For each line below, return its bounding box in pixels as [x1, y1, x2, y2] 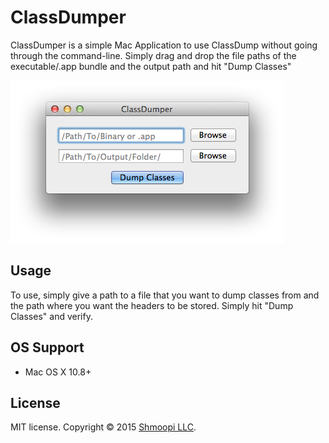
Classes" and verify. [10, 310, 93, 322]
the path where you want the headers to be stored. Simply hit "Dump [10, 299, 294, 311]
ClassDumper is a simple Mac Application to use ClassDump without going [10, 39, 318, 51]
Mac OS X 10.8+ [24, 366, 92, 378]
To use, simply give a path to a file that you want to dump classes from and [10, 289, 320, 301]
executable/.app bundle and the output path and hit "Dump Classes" [10, 60, 292, 72]
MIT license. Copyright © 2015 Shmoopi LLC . [10, 421, 197, 433]
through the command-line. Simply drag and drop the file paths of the [10, 49, 297, 61]
